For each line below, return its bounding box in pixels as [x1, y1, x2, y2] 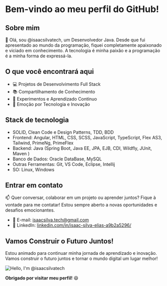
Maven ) [12, 150, 30, 156]
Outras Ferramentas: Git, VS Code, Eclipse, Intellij [12, 161, 115, 167]
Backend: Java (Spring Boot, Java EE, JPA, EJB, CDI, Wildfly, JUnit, [12, 145, 152, 151]
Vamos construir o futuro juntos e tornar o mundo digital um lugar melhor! [5, 255, 158, 262]
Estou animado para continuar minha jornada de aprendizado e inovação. [5, 250, 157, 256]
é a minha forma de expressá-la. [5, 53, 72, 59]
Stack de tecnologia [5, 116, 69, 124]
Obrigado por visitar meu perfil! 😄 [5, 275, 79, 281]
